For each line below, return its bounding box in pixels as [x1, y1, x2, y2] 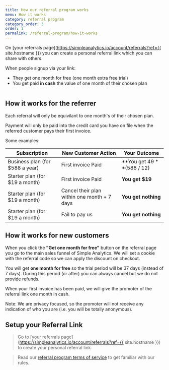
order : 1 [5, 26, 24, 31]
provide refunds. [5, 276, 40, 282]
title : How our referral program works [5, 7, 89, 13]
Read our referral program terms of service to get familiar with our [17, 354, 155, 360]
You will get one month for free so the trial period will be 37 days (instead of [5, 265, 164, 271]
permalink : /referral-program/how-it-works [5, 31, 98, 36]
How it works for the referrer [5, 99, 97, 108]
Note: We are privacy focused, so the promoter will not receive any [5, 300, 144, 306]
